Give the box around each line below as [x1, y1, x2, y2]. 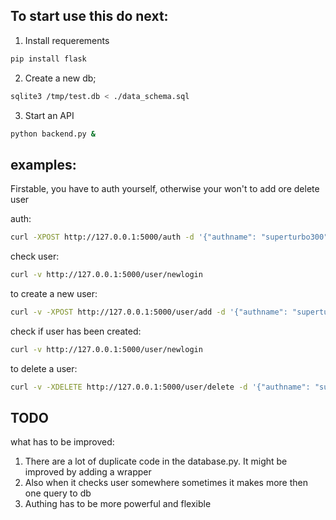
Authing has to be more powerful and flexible [24, 498, 212, 510]
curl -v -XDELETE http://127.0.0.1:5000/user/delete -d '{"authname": [10, 382, 311, 392]
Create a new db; [24, 72, 97, 84]
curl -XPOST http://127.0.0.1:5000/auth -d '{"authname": [10, 232, 257, 243]
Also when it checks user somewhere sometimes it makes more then [24, 477, 308, 489]
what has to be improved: [10, 436, 115, 448]
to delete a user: [10, 362, 78, 374]
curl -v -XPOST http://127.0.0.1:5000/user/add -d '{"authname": [10, 307, 288, 317]
